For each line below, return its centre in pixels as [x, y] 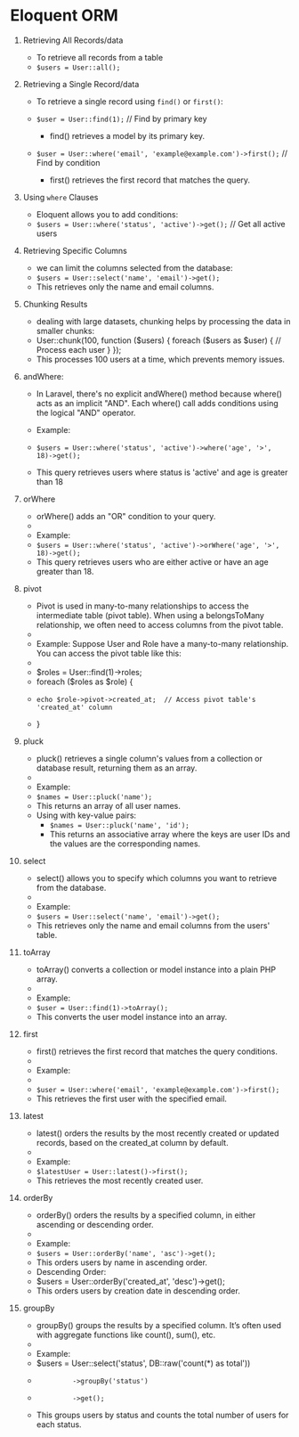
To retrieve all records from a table [100, 57]
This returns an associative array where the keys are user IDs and [170, 834]
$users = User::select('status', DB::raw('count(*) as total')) [143, 1363]
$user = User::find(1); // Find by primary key [121, 118]
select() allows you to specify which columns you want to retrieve [157, 878]
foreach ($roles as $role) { [85, 682]
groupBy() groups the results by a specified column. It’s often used [159, 1325]
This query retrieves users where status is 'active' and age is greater [162, 472]
